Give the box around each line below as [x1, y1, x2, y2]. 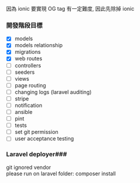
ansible [14, 108, 32, 115]
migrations [14, 48, 41, 55]
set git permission [14, 129, 59, 136]
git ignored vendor [6, 164, 51, 171]
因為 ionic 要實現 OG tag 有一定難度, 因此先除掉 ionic [6, 5, 135, 12]
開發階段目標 [6, 21, 43, 30]
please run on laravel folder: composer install [6, 170, 116, 177]
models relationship [14, 42, 63, 49]
